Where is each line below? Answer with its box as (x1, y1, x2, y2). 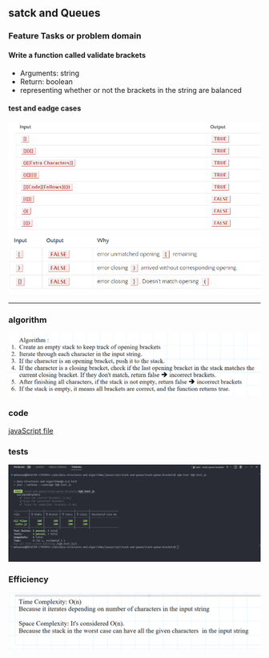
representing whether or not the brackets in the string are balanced (19, 85, 243, 95)
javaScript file (8, 426, 54, 435)
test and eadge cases (8, 103, 82, 113)
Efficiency (8, 574, 50, 585)
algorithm (8, 314, 47, 325)
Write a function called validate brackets (8, 50, 147, 59)
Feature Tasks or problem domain (8, 30, 142, 42)
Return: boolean (19, 76, 74, 87)
